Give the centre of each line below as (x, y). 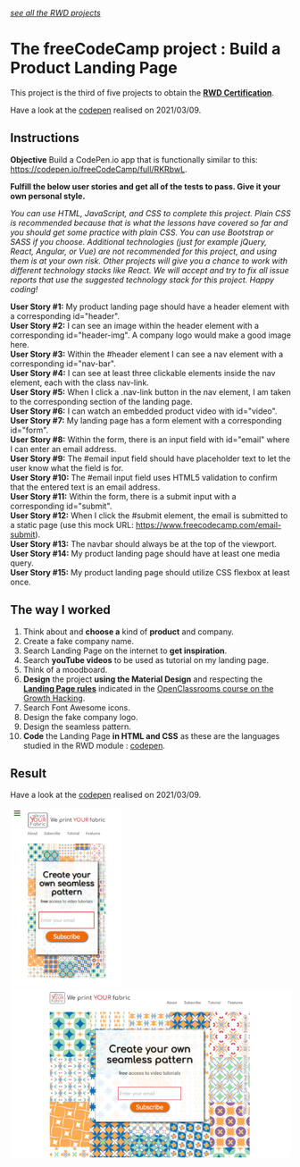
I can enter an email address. (63, 449)
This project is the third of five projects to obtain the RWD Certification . (142, 92)
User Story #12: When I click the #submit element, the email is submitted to (149, 515)
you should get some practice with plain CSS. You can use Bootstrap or (142, 232)
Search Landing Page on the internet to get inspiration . (125, 651)
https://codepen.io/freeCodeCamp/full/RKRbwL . (99, 169)
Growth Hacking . (54, 698)
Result (29, 773)
